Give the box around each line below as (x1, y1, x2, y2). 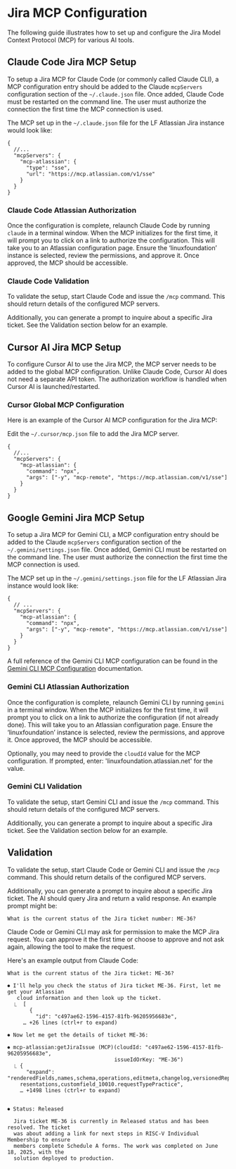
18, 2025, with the (7, 1149, 65, 1156)
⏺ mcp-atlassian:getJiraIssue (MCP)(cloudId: (7, 1044, 143, 1051)
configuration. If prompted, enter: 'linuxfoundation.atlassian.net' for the (7, 756, 213, 765)
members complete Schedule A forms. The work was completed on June (13, 1142, 218, 1149)
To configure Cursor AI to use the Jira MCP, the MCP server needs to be (7, 360, 216, 369)
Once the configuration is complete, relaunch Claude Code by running (7, 221, 211, 230)
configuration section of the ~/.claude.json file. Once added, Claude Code (7, 89, 225, 98)
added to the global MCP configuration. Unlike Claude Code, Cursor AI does (7, 368, 228, 376)
